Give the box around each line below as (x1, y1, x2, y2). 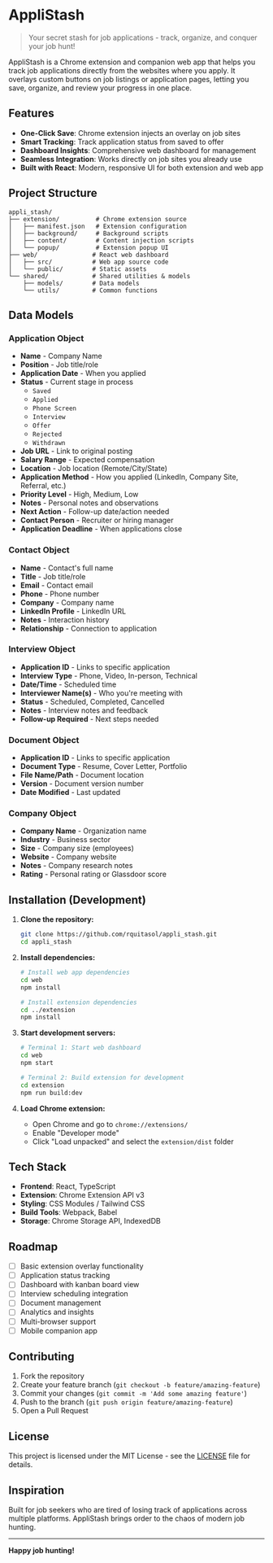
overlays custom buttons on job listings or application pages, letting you (8, 74, 249, 84)
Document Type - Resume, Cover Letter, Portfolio (19, 762, 188, 771)
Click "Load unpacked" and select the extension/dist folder (32, 1137, 234, 1146)
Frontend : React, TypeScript (19, 1181, 116, 1191)
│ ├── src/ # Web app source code (8, 258, 169, 266)
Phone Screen (32, 404, 77, 413)
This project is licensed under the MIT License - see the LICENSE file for (8, 1451, 250, 1461)
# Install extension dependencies (19, 998, 137, 1006)
